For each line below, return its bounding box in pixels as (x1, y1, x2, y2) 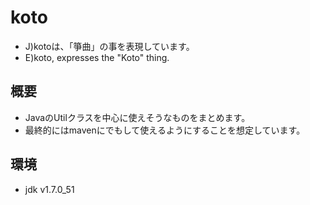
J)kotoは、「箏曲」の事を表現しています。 (24, 40, 195, 52)
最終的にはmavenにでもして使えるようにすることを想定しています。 (24, 124, 306, 136)
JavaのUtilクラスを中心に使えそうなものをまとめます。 (24, 111, 251, 123)
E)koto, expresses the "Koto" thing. (24, 51, 170, 63)
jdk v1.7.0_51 (24, 183, 75, 195)
